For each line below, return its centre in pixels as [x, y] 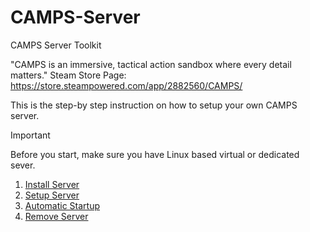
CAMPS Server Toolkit [56, 45]
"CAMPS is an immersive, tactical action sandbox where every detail [151, 64]
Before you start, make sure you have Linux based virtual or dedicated [155, 154]
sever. [23, 165]
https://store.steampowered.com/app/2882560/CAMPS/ [126, 85]
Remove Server [56, 216]
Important [30, 135]
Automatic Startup [62, 205]
